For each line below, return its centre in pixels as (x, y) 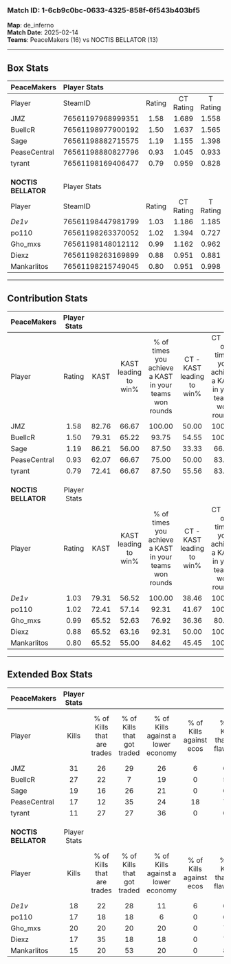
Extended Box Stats (50, 675)
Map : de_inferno (31, 25)
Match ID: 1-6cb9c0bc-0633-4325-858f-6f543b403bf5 (104, 10)
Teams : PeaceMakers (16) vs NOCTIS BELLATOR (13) (82, 40)
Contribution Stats (47, 298)
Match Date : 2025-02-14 (43, 32)
